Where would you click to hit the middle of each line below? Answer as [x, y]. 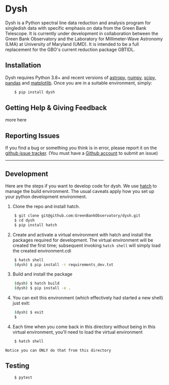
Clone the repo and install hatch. [46, 207]
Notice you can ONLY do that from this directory [58, 350]
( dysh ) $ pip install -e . [43, 288]
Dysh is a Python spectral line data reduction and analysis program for [78, 23]
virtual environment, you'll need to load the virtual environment [77, 332]
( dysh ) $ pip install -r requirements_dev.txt [64, 265]
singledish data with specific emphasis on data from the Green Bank [76, 28]
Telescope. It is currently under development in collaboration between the [82, 33]
